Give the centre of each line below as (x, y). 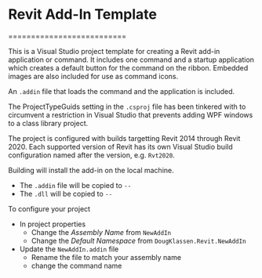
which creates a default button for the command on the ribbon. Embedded (128, 67)
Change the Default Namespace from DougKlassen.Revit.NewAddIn (138, 240)
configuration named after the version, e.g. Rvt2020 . (91, 155)
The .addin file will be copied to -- (75, 185)
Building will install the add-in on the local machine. (91, 170)
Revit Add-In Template (82, 14)
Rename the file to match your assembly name (106, 257)
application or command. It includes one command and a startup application (131, 60)
